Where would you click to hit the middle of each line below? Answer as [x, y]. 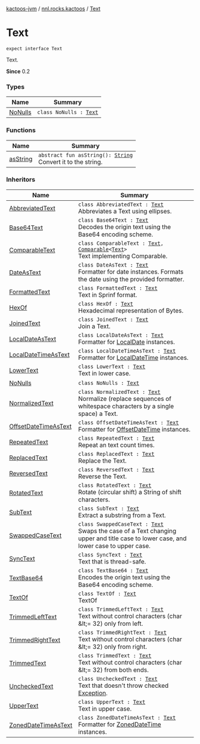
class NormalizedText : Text [119, 392]
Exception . [93, 693]
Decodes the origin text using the [125, 226]
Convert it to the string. [71, 162]
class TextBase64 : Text [113, 570]
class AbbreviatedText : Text [121, 204]
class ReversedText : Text [116, 469]
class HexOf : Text [106, 304]
